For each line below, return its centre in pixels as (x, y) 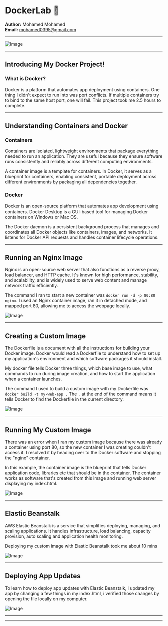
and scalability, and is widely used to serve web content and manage (76, 280)
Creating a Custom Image (46, 336)
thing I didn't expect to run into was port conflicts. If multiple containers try (82, 95)
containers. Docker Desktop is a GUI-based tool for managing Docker (77, 211)
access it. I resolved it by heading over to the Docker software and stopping (83, 453)
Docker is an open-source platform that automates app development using (82, 206)
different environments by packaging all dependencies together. (71, 182)
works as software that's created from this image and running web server (81, 478)
